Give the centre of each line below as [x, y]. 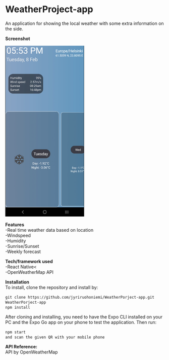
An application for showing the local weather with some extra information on [84, 23]
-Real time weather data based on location [49, 230]
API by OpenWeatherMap [32, 352]
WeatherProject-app [49, 9]
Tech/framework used [29, 261]
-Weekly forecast [23, 251]
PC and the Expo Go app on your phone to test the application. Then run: [81, 322]
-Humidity [16, 241]
